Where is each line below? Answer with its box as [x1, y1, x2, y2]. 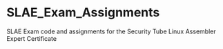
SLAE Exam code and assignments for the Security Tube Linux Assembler [6, 27, 216, 35]
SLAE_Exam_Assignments [6, 5, 160, 20]
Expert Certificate [6, 34, 57, 42]
